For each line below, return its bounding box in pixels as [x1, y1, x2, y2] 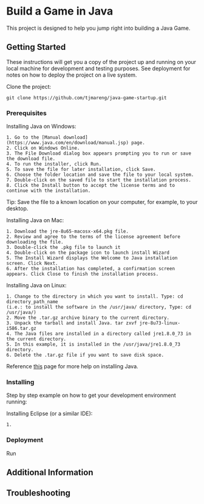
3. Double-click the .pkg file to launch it [6, 245, 121, 251]
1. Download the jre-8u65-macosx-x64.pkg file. [6, 228, 129, 235]
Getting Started [6, 42, 66, 52]
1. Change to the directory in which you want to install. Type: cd [6, 293, 183, 299]
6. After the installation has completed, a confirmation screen [6, 266, 175, 272]
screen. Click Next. [6, 261, 59, 267]
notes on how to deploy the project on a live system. [6, 71, 137, 79]
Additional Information [6, 467, 93, 478]
